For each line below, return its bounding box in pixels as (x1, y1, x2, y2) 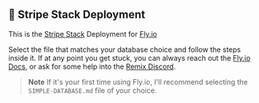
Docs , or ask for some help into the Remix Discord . (8, 61, 176, 71)
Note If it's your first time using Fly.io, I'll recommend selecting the (27, 77, 249, 86)
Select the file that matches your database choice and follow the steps (8, 45, 241, 54)
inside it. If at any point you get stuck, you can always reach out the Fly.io (8, 53, 251, 62)
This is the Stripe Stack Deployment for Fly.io (8, 29, 158, 38)
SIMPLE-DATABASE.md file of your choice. (27, 85, 157, 95)
